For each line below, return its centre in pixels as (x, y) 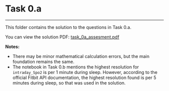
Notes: (13, 46)
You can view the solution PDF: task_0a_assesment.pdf (62, 37)
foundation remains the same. (43, 61)
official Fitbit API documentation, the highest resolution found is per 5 (84, 77)
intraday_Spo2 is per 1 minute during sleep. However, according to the (85, 72)
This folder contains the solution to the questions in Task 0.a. (68, 27)
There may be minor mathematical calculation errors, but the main (81, 56)
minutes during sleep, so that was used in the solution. (69, 82)
